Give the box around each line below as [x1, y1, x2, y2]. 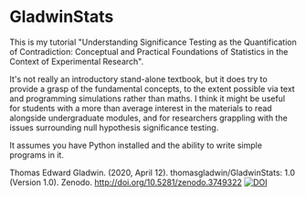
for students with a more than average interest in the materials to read [9, 102, 272, 113]
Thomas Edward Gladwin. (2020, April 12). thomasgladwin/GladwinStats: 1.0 [9, 167, 295, 178]
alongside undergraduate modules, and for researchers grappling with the [9, 112, 288, 123]
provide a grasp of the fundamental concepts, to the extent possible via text [9, 83, 295, 94]
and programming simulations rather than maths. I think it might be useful [9, 93, 286, 104]
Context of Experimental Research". [9, 56, 144, 67]
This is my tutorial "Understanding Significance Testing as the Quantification [9, 36, 297, 47]
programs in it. [9, 149, 64, 161]
